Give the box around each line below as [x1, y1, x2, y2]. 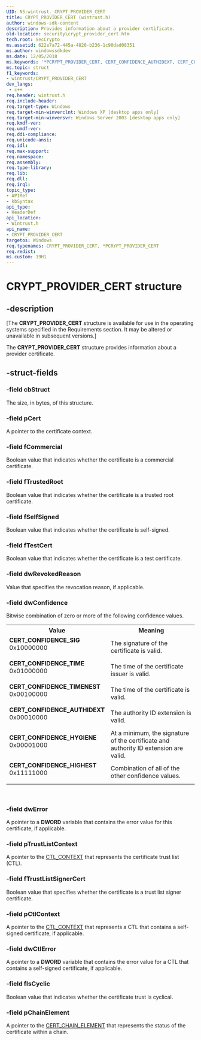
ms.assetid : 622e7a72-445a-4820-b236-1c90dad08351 [6, 43, 135, 49]
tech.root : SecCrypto [6, 37, 60, 43]
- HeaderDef [6, 209, 36, 216]
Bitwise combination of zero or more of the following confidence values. [6, 612, 184, 619]
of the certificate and [110, 736, 170, 744]
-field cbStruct [6, 385, 50, 394]
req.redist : [6, 248, 36, 255]
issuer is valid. [110, 670, 151, 678]
